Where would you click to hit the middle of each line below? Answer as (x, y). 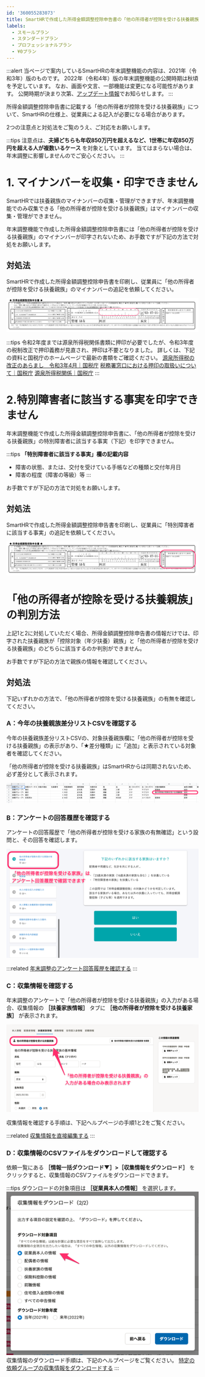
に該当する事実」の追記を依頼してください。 (63, 532)
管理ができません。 (41, 216)
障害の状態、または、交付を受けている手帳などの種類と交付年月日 (98, 467)
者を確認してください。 (36, 753)
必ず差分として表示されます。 (44, 774)
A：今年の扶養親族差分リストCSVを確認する (72, 724)
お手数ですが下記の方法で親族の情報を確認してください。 (78, 661)
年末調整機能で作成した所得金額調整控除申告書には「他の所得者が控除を (97, 229)
